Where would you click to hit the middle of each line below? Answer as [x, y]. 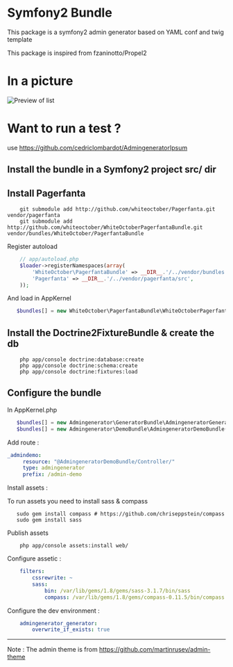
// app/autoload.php [49, 259]
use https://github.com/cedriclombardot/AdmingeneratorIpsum [97, 147]
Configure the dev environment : [54, 611]
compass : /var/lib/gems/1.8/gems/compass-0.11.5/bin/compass [135, 597]
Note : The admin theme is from [53, 650]
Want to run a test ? [64, 128]
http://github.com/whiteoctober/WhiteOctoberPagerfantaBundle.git [105, 227]
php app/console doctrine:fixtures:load [79, 372]
